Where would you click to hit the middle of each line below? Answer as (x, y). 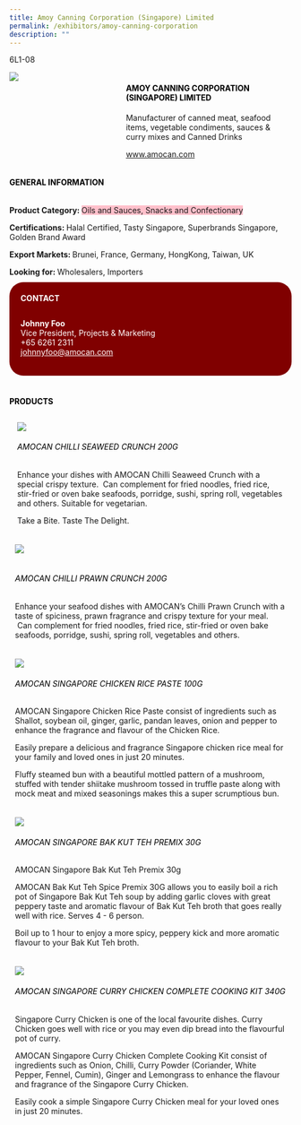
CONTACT (40, 298)
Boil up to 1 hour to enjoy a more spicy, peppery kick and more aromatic (147, 933)
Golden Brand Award (47, 237)
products (31, 401)
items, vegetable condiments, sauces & (198, 127)
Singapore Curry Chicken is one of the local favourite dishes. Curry (138, 1019)
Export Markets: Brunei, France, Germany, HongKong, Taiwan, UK (132, 254)
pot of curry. (38, 1038)
